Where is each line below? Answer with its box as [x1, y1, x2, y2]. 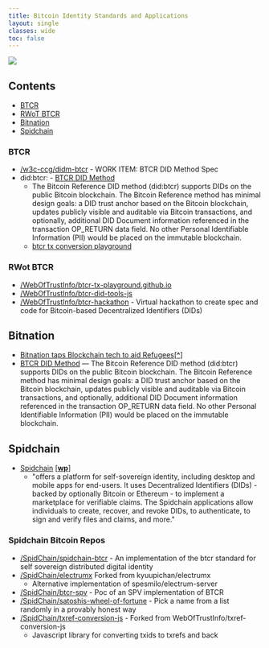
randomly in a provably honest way [19, 605, 137, 614]
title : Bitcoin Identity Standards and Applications [8, 11, 189, 20]
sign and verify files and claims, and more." [31, 514, 175, 524]
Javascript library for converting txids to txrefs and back [31, 629, 218, 640]
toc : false [8, 34, 45, 43]
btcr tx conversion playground [31, 241, 132, 251]
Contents [8, 79, 56, 93]
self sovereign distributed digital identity [19, 561, 154, 572]
